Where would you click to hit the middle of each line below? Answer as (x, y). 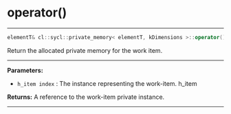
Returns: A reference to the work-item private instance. (86, 97)
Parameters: (25, 70)
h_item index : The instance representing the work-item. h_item (107, 83)
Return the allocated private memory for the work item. (85, 50)
